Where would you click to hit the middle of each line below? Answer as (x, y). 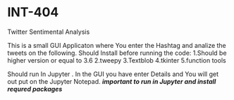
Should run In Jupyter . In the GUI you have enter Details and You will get (113, 74)
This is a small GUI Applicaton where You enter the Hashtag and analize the (117, 45)
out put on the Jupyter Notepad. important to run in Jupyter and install (112, 81)
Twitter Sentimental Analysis (49, 32)
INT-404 (33, 12)
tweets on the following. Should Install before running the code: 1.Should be (117, 53)
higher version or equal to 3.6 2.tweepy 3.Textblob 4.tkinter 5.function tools (117, 60)
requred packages (35, 89)
